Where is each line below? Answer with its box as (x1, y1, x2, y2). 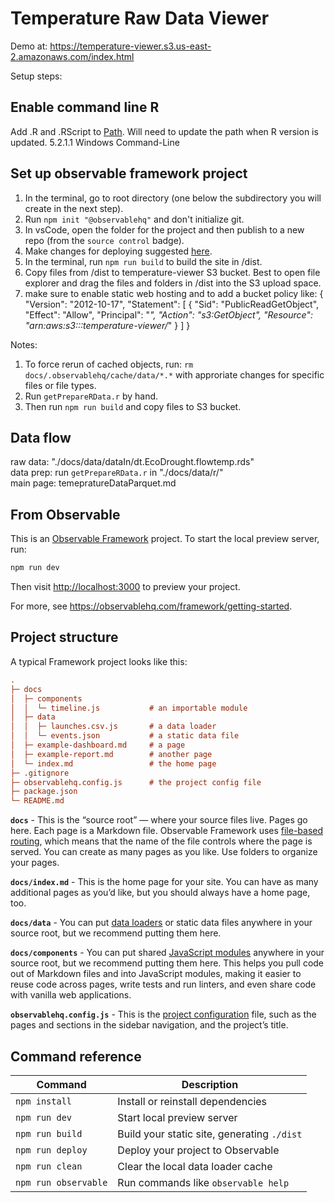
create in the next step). (24, 202, 124, 214)
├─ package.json (10, 787, 78, 797)
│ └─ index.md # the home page (10, 758, 217, 769)
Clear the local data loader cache (117, 1159, 273, 1173)
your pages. (10, 857, 60, 869)
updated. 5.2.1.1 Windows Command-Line (10, 136, 180, 148)
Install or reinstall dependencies (117, 1094, 268, 1108)
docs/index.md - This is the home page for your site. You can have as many (10, 876, 319, 888)
